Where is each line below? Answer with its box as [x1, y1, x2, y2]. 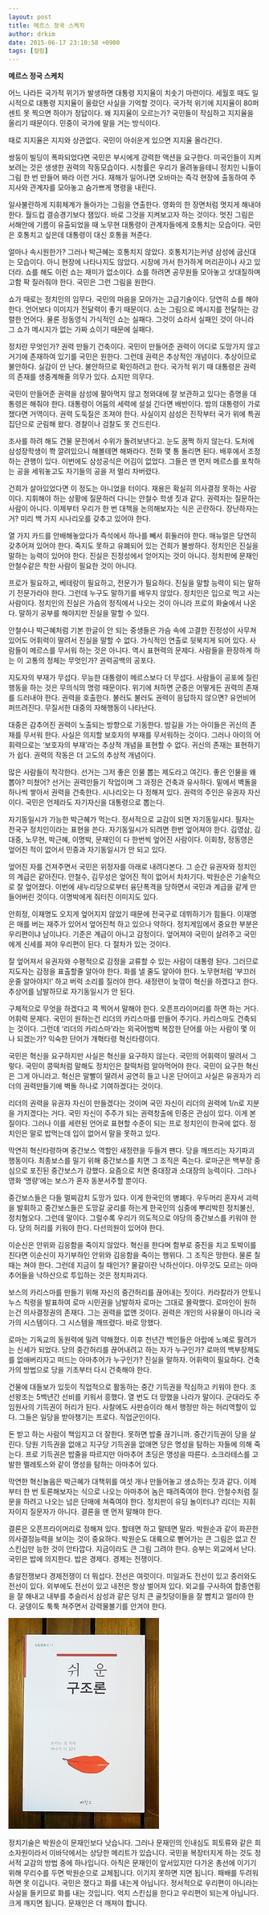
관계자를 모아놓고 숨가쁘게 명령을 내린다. [29, 183, 157, 192]
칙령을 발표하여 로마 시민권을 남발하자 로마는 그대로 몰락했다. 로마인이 [22, 1298, 243, 1307]
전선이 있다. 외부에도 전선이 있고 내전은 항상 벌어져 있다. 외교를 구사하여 [8, 1582, 233, 1591]
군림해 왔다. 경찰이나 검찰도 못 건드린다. [35, 419, 161, 429]
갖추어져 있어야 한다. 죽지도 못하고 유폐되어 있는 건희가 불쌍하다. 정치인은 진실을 [8, 541, 259, 551]
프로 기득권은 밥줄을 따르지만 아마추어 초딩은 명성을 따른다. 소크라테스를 [25, 1450, 251, 1459]
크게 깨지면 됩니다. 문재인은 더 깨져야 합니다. [8, 1898, 148, 1908]
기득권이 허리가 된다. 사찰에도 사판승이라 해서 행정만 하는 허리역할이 [35, 1402, 249, 1412]
